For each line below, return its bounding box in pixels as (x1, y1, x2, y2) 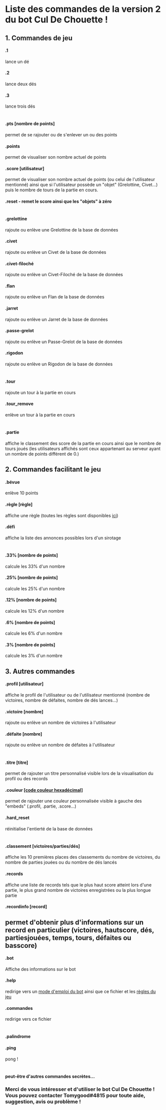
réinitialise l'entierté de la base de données (5, 825, 93, 831)
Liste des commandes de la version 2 (5, 3, 161, 15)
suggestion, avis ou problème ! (5, 1098, 81, 1105)
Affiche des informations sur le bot (5, 966, 76, 972)
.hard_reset (5, 815, 30, 820)
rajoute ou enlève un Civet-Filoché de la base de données (5, 272, 123, 278)
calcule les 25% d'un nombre (5, 585, 65, 591)
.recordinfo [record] (5, 904, 47, 910)
